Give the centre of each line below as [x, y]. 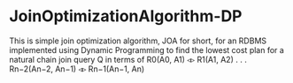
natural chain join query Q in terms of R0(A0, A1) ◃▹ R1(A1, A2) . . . [128, 59]
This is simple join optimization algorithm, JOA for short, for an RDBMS [138, 41]
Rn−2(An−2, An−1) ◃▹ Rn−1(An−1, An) [77, 69]
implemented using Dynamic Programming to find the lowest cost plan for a [147, 49]
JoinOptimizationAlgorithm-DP [126, 16]
